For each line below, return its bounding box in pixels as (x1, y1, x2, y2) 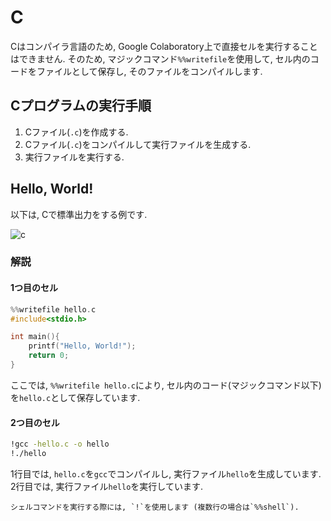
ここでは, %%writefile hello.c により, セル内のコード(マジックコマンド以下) (10, 379, 322, 391)
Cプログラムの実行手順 (10, 97, 152, 115)
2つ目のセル (10, 416, 60, 428)
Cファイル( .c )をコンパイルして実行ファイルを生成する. (24, 138, 252, 150)
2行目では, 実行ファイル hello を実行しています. (10, 480, 203, 492)
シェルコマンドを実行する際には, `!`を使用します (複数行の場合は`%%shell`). (10, 502, 300, 512)
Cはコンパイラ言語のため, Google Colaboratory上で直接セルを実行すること (10, 40, 318, 52)
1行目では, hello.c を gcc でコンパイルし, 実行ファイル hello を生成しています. (10, 467, 322, 480)
